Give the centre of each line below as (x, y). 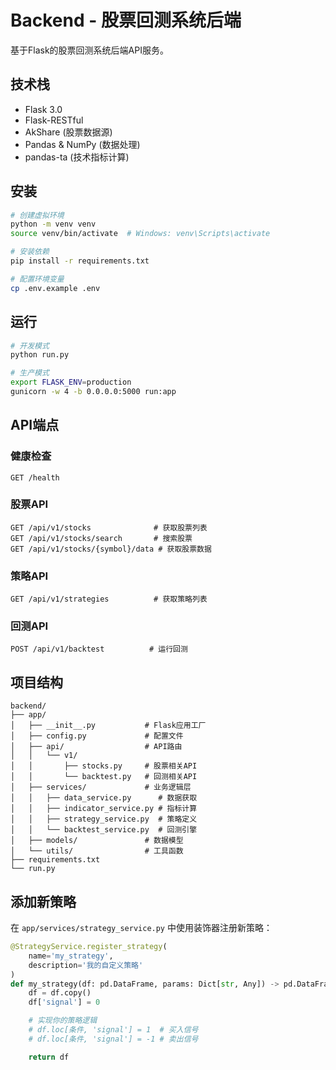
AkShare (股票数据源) (68, 132)
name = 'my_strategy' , (71, 956)
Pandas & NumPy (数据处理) (82, 144)
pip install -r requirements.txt (80, 261)
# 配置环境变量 (37, 279)
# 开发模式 (30, 346)
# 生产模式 (30, 373)
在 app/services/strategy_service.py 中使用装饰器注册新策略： (141, 928)
